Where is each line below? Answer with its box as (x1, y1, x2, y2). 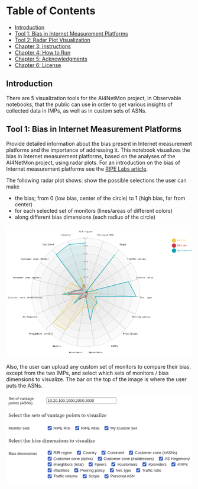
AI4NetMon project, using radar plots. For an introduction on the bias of (6, 159, 180, 166)
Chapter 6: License (14, 61, 61, 69)
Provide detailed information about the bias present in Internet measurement (6, 140, 192, 147)
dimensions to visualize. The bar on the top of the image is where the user (6, 375, 187, 383)
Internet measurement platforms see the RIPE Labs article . (6, 165, 148, 172)
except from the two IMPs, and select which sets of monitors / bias (6, 369, 169, 376)
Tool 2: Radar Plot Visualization (14, 36, 90, 43)
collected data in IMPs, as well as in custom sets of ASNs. (6, 107, 147, 114)
